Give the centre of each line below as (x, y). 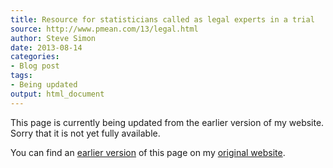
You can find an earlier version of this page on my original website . (148, 152)
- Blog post (35, 66)
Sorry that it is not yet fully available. (85, 133)
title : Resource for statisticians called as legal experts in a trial (162, 19)
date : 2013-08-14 (46, 47)
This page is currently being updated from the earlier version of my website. (167, 122)
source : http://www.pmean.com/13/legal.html (104, 29)
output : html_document (57, 94)
